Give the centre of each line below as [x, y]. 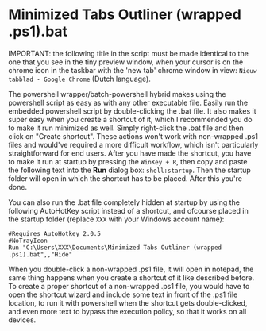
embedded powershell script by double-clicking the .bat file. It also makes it [132, 111]
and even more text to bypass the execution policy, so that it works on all [127, 311]
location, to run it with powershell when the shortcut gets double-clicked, [128, 302]
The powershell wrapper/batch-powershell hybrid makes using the [117, 94]
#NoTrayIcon [28, 241]
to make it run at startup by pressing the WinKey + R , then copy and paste [128, 161]
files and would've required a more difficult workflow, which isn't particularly [133, 144]
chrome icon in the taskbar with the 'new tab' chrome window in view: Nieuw [133, 70]
